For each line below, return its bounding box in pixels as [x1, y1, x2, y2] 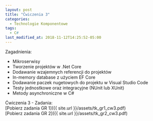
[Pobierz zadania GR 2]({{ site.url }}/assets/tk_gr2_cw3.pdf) [5, 110, 128, 116]
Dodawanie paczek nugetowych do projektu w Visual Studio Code [12, 79, 149, 85]
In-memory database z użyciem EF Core [12, 74, 96, 80]
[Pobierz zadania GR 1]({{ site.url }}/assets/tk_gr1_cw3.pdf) [5, 105, 126, 111]
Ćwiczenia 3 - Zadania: [5, 100, 53, 106]
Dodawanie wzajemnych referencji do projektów [12, 69, 112, 75]
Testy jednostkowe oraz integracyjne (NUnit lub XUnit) [12, 85, 125, 91]
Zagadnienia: [5, 48, 32, 55]
